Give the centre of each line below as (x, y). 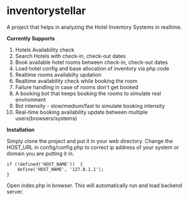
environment (30, 99)
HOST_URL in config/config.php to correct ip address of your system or (93, 147)
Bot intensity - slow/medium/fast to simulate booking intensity (90, 106)
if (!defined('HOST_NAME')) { (45, 164)
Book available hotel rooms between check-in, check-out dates (91, 62)
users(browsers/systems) (46, 118)
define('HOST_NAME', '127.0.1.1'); (61, 169)
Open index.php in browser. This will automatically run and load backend (94, 185)
